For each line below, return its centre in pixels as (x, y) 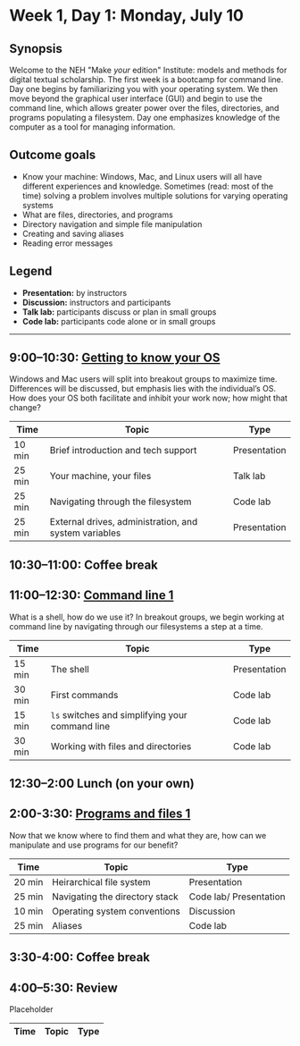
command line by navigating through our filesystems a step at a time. (136, 626)
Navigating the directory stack (115, 897)
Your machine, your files (100, 477)
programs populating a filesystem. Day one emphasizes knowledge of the (145, 118)
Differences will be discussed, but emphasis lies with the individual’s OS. (143, 389)
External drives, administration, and (124, 522)
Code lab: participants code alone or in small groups (119, 321)
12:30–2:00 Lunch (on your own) (102, 784)
